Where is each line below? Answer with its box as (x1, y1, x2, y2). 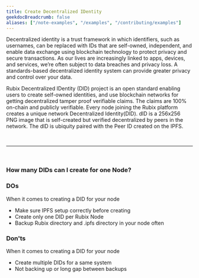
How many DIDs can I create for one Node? (6, 166, 131, 174)
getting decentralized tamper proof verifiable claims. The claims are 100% (6, 98, 187, 105)
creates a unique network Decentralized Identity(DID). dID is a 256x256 (6, 110, 181, 117)
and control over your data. (6, 73, 73, 80)
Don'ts (6, 234, 26, 243)
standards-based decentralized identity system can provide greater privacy (6, 67, 191, 75)
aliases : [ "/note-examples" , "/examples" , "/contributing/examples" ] (6, 20, 182, 25)
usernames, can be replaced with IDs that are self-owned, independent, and (6, 42, 192, 49)
